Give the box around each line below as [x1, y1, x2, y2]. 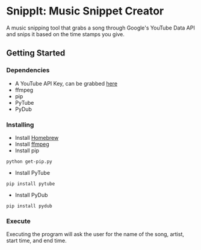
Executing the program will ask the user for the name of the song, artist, [6, 231, 185, 238]
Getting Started [6, 48, 66, 58]
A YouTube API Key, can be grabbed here [14, 80, 118, 87]
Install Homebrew [14, 134, 59, 141]
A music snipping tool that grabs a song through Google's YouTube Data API [6, 24, 196, 31]
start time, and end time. [6, 237, 67, 245]
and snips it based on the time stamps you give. [6, 30, 125, 37]
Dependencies [6, 66, 50, 75]
